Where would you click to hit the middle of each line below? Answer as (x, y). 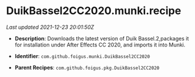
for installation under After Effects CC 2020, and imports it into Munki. (100, 45)
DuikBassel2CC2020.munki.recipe (94, 11)
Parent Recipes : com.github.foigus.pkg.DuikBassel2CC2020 (87, 67)
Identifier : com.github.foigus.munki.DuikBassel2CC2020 (82, 56)
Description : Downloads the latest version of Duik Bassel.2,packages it (102, 38)
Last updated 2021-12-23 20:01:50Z (50, 27)
